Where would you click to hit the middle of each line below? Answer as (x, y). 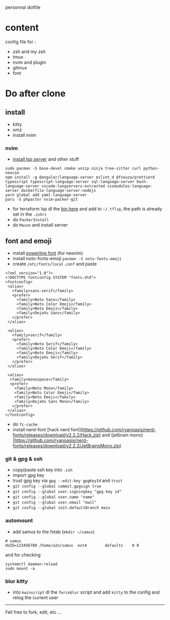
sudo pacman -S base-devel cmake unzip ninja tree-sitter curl (73, 169)
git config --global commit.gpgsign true (57, 486)
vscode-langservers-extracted (73, 186)
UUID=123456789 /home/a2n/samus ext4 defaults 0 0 (72, 545)
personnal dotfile (23, 7)
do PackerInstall (31, 220)
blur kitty (17, 581)
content (22, 28)
